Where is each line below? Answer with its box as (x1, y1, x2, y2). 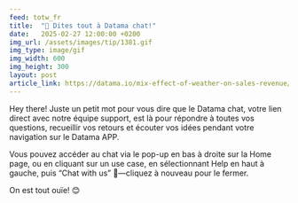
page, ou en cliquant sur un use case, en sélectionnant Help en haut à (9, 158, 264, 168)
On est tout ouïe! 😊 (9, 184, 81, 195)
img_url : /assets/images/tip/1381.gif (9, 37, 153, 47)
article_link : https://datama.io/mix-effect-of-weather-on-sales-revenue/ (9, 79, 292, 88)
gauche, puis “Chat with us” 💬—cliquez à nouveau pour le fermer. (9, 168, 249, 178)
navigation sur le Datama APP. (9, 131, 120, 142)
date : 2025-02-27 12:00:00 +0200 (9, 29, 141, 38)
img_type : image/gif (9, 46, 86, 55)
